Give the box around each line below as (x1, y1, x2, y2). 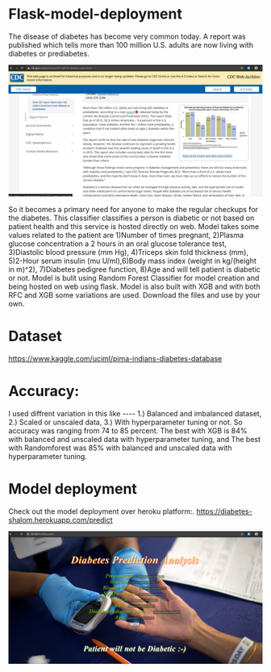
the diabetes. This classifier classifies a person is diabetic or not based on (8, 213, 255, 223)
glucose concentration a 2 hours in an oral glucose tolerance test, (8, 239, 227, 248)
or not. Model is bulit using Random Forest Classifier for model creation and (8, 273, 260, 282)
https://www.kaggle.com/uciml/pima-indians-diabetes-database (8, 353, 223, 363)
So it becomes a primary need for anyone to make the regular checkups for (8, 204, 259, 214)
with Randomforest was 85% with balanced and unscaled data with (8, 443, 232, 453)
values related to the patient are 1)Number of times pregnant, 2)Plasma (8, 230, 244, 240)
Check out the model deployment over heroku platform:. (8, 506, 195, 516)
